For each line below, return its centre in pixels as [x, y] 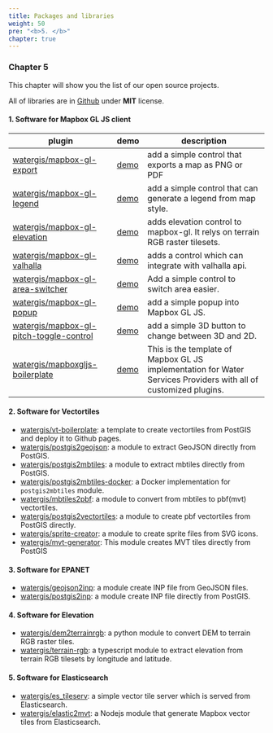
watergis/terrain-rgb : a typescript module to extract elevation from [132, 650]
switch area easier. [183, 288]
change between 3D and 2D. [202, 336]
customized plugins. [186, 389]
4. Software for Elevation [51, 615]
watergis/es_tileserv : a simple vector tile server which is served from [135, 696]
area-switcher [40, 288]
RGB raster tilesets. [184, 242]
